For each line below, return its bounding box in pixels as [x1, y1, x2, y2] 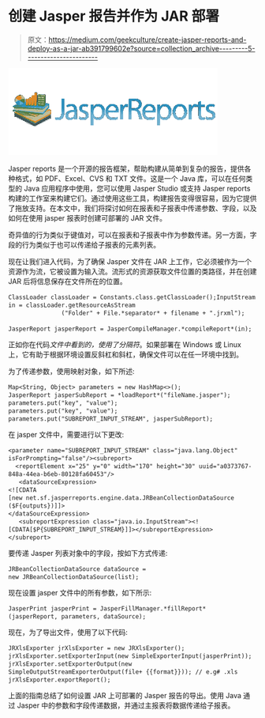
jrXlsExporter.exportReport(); [8, 675, 111, 684]
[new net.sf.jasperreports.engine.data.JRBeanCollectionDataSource [8, 493, 235, 502]
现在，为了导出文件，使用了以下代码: [8, 627, 129, 637]
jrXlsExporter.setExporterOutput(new [8, 659, 132, 668]
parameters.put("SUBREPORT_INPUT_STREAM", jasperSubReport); [8, 414, 214, 423]
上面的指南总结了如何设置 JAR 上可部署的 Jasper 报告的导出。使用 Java [8, 690, 242, 700]
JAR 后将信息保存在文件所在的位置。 [8, 276, 128, 285]
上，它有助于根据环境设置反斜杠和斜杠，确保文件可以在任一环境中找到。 [8, 350, 243, 359]
